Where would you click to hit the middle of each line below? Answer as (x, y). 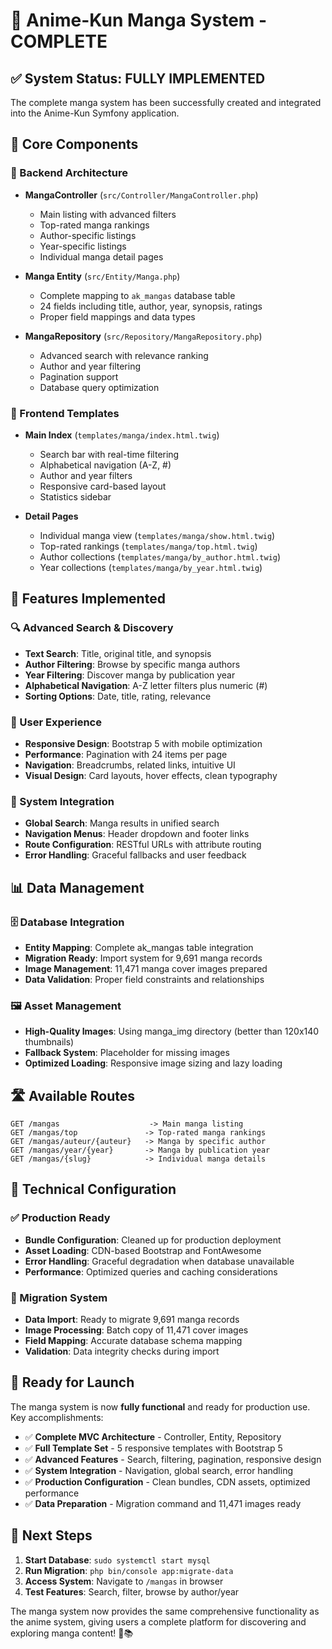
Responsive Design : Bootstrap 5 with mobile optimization (143, 743)
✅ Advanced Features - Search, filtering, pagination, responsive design (173, 1459)
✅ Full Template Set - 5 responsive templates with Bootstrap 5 (153, 1448)
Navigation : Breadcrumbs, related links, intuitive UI (130, 765)
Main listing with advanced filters (108, 214)
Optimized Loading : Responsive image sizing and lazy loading (153, 1063)
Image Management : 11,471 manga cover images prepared (146, 968)
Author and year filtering (90, 366)
